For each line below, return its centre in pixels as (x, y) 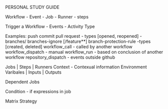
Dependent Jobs (23, 82)
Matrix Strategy (21, 101)
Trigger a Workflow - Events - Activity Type (50, 26)
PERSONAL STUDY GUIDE (32, 7)
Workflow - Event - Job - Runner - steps (47, 17)
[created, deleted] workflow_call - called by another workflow (69, 47)
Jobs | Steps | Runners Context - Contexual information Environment (76, 67)
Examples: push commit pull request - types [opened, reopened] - (73, 36)
